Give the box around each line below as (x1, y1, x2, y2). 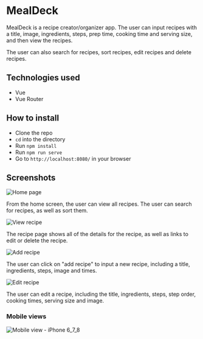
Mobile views (6, 312, 47, 321)
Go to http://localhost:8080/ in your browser (15, 155, 131, 162)
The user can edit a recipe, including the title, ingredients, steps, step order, (6, 290, 196, 298)
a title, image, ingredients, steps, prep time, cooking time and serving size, (6, 30, 193, 37)
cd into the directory (15, 135, 66, 143)
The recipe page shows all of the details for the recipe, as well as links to (6, 231, 188, 238)
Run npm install (15, 142, 57, 149)
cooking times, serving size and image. (6, 297, 105, 304)
